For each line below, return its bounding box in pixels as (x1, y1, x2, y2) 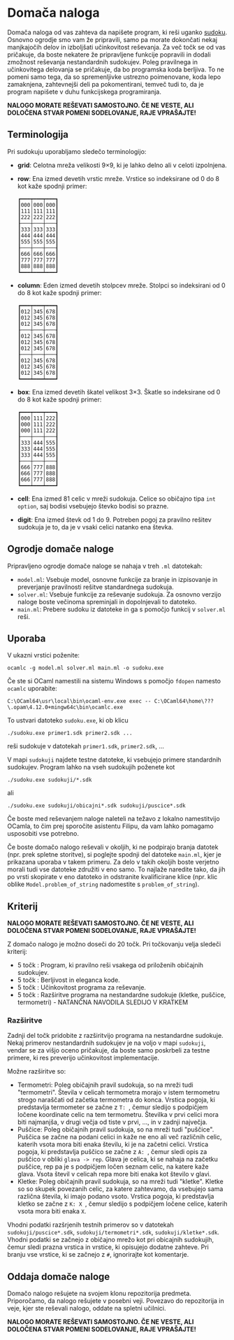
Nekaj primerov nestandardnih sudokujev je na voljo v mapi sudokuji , (7, 1039, 206, 1047)
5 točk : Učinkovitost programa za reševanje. (17, 983, 147, 992)
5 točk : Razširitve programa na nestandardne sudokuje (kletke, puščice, (17, 991, 226, 999)
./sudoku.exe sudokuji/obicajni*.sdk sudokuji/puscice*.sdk (7, 802, 187, 809)
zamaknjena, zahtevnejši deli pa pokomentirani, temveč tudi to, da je (7, 80, 204, 88)
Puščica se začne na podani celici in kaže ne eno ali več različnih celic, (17, 1133, 222, 1141)
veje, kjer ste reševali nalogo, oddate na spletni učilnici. (7, 1304, 166, 1313)
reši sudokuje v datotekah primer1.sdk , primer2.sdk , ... (7, 742, 165, 750)
